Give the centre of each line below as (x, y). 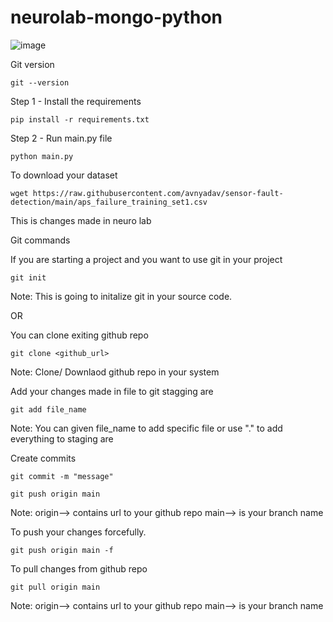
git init (28, 277)
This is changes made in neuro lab (81, 220)
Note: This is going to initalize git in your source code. (121, 296)
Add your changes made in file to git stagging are (112, 391)
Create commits (43, 458)
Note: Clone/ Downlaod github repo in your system (115, 372)
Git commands (40, 240)
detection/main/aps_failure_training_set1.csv (109, 202)
